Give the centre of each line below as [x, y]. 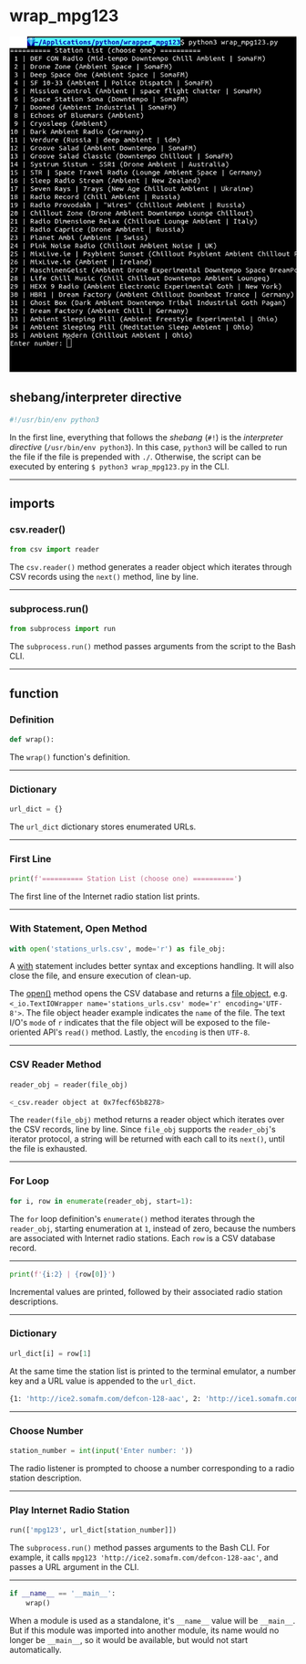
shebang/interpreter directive [96, 398]
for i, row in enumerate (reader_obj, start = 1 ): [102, 1201]
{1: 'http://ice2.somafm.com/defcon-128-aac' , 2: [106, 1398]
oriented [25, 1032]
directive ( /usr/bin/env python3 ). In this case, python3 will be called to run [148, 447]
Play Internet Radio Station [70, 1510]
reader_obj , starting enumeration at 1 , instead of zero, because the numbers [153, 1228]
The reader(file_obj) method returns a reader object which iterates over [147, 1120]
